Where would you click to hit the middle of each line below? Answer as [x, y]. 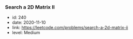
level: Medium [26, 33]
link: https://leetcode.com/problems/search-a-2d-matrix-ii [70, 28]
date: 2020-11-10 [29, 22]
